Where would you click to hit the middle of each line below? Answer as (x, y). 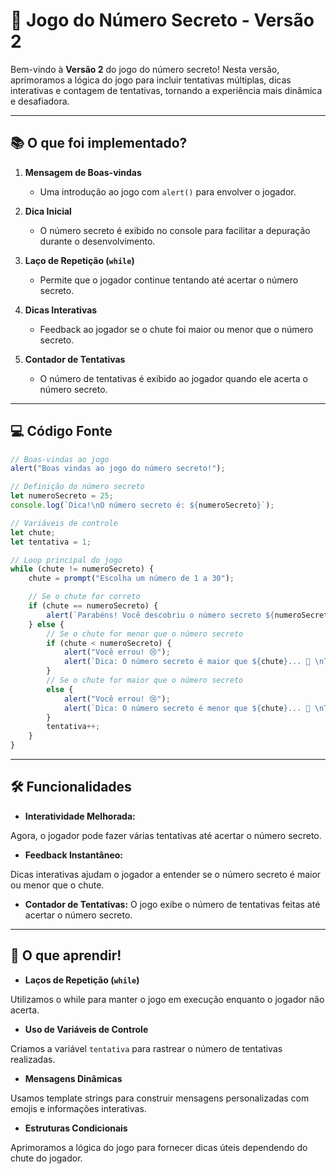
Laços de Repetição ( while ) (82, 980)
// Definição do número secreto (77, 487)
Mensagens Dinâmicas (73, 1078)
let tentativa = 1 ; (51, 542)
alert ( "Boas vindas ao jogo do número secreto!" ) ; (118, 469)
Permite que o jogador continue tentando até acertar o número (169, 280)
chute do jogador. (46, 1158)
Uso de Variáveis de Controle (86, 1029)
